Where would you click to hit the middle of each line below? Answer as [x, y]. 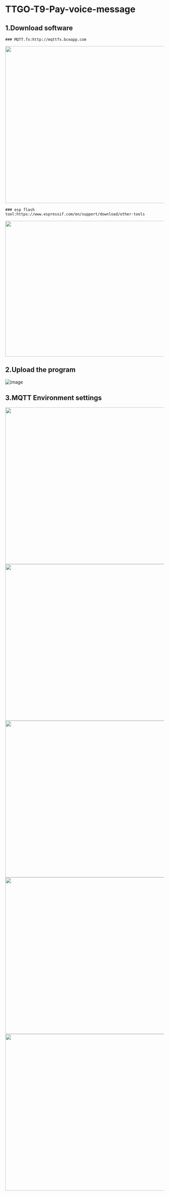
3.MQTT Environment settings [54, 398]
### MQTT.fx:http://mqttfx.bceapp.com [46, 39]
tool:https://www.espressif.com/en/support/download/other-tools [75, 214]
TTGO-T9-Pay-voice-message [70, 9]
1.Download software [39, 28]
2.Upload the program [40, 370]
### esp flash [20, 210]
